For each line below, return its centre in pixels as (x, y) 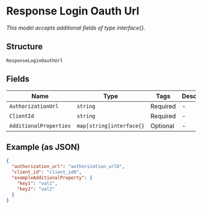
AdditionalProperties (40, 126)
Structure (25, 47)
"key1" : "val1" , (38, 183)
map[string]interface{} (111, 126)
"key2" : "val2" (36, 189)
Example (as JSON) (43, 147)
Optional (162, 126)
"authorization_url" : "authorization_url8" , (68, 167)
